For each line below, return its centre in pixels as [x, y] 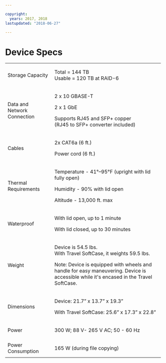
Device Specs [34, 52]
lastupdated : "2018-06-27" [33, 23]
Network [18, 110]
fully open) [67, 178]
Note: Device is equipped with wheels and [103, 264]
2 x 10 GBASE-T [74, 96]
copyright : [16, 14]
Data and [18, 104]
